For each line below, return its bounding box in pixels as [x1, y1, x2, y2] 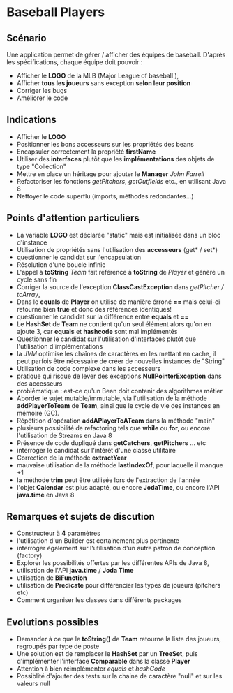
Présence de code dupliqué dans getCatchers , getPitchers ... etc [16, 438, 206, 447]
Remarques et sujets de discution [6, 511, 155, 523]
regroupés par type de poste [16, 642, 100, 650]
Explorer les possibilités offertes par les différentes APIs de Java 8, [16, 559, 210, 567]
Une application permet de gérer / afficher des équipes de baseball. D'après [6, 50, 226, 59]
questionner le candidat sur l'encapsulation [16, 253, 141, 261]
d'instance [16, 238, 47, 247]
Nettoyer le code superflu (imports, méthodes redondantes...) [16, 191, 194, 200]
